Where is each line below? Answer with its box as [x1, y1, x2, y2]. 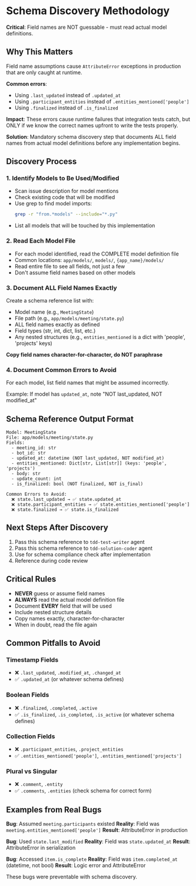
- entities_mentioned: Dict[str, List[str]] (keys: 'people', [11, 460, 167, 466]
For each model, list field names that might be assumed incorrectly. [6, 379, 170, 386]
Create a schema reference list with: [6, 297, 94, 304]
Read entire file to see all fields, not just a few [14, 263, 125, 270]
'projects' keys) [14, 340, 53, 347]
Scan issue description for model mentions [14, 187, 119, 195]
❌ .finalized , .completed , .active [14, 704, 98, 711]
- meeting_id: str [11, 445, 57, 451]
